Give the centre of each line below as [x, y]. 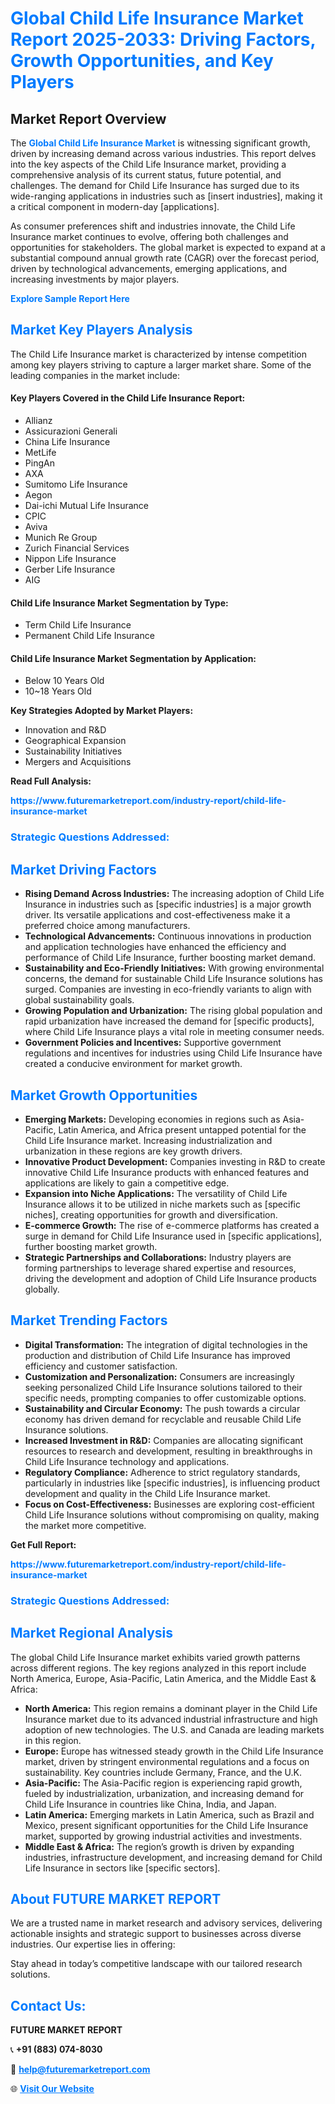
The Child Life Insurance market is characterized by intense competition [158, 354]
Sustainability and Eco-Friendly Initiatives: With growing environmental [174, 968]
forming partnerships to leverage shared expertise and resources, [160, 1268]
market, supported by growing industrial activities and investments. [163, 1836]
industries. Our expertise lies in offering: [93, 1944]
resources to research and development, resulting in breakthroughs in [168, 1451]
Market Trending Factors [89, 1320]
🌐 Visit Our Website [52, 2089]
